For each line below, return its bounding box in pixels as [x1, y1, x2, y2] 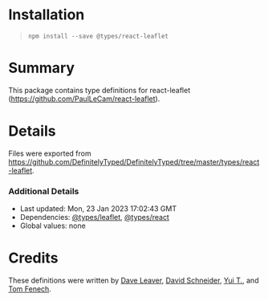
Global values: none [19, 221, 86, 230]
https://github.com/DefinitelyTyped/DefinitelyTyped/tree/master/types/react [8, 157, 260, 166]
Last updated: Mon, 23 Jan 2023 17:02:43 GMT [19, 204, 177, 214]
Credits [8, 249, 59, 267]
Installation [8, 6, 85, 24]
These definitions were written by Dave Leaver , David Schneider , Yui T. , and [8, 275, 259, 286]
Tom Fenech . [8, 284, 52, 294]
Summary [8, 59, 75, 77]
